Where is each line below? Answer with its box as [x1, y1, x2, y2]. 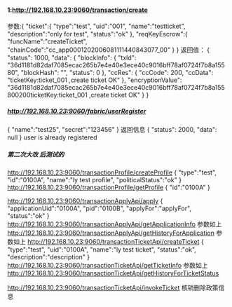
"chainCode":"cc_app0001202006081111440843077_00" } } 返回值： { [7, 46, 210, 54]
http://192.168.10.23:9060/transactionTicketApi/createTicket [27, 238, 200, 246]
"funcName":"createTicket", [7, 37, 88, 46]
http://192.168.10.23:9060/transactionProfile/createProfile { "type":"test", [7, 168, 217, 177]
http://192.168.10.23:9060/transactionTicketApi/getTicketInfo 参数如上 [7, 261, 208, 270]
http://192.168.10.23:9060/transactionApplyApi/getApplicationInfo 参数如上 [7, 220, 222, 228]
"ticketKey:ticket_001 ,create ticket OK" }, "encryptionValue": [7, 76, 182, 84]
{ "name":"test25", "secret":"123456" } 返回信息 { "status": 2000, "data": [7, 125, 217, 134]
